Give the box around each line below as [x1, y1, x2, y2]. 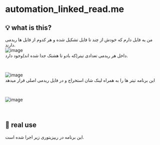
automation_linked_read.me [5, 3, 124, 15]
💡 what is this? [5, 23, 51, 32]
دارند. [5, 42, 16, 48]
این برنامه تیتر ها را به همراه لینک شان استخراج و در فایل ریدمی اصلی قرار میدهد [5, 77, 155, 83]
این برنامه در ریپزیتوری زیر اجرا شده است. [5, 134, 84, 140]
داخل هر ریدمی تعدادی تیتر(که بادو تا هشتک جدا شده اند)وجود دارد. [5, 52, 128, 58]
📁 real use [5, 121, 36, 129]
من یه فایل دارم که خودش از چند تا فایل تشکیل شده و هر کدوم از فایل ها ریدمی [5, 36, 152, 42]
